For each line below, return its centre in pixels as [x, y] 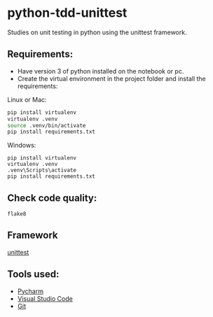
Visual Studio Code [45, 298]
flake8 [17, 214]
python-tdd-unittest [67, 13]
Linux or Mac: [27, 99]
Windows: [22, 146]
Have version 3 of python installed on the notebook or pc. [101, 71]
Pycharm [30, 291]
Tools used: [33, 274]
